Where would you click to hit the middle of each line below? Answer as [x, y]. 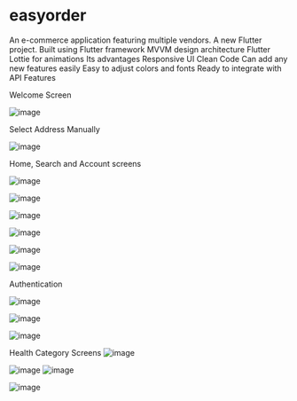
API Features [32, 77]
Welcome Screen [41, 95]
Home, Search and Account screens [75, 163]
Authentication [36, 284]
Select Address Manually [55, 129]
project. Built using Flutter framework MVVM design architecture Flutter [140, 49]
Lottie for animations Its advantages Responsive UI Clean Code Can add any [148, 59]
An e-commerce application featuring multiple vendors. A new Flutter [136, 40]
